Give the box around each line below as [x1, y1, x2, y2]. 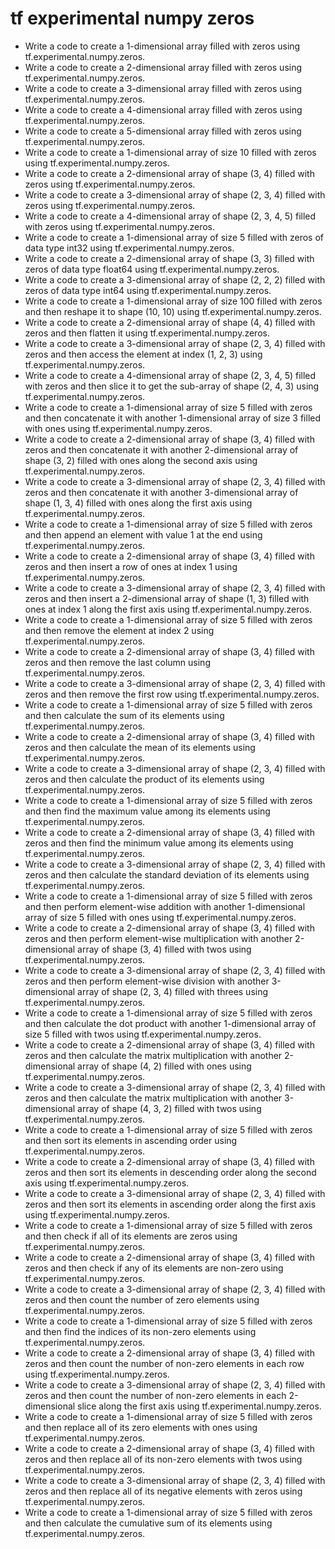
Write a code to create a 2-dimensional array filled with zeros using [24, 61, 303, 73]
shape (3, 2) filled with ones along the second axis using [24, 454, 258, 466]
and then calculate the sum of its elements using [24, 709, 225, 721]
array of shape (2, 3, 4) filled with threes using [77, 985, 269, 997]
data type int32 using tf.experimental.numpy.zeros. [24, 242, 235, 254]
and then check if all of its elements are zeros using [24, 1230, 238, 1242]
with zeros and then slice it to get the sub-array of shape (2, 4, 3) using [24, 380, 320, 392]
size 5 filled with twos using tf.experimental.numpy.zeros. [24, 1028, 262, 1040]
